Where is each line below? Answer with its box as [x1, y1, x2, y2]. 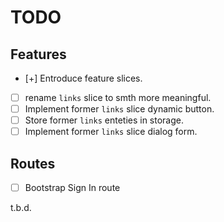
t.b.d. [10, 202, 32, 214]
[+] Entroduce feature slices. [24, 72, 143, 84]
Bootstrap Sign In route [24, 182, 121, 194]
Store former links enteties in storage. [24, 114, 185, 126]
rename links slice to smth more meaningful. [24, 92, 212, 103]
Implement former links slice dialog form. [24, 126, 198, 138]
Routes [10, 155, 56, 172]
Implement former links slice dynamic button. [24, 103, 215, 115]
